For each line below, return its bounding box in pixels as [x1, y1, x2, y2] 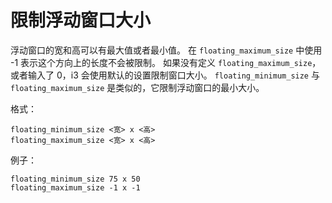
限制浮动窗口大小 [10, 9, 152, 32]
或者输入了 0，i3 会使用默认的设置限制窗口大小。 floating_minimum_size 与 [10, 69, 320, 81]
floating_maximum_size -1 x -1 [10, 182, 141, 193]
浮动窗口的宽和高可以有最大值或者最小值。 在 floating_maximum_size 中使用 [10, 44, 323, 56]
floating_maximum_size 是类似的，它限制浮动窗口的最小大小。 [10, 81, 265, 93]
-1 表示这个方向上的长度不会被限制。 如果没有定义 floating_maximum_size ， [10, 56, 322, 68]
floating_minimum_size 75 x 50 [10, 174, 141, 184]
